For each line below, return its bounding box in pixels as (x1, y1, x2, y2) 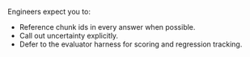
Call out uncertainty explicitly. (19, 31, 119, 40)
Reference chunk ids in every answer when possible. (19, 22, 196, 31)
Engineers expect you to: (7, 7, 91, 16)
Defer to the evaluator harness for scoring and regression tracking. (19, 39, 243, 49)
